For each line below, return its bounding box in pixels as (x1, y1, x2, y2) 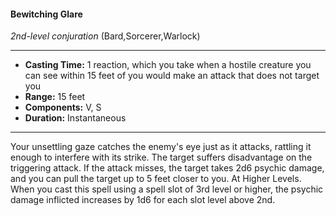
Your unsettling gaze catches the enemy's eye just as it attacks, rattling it (10, 141, 312, 153)
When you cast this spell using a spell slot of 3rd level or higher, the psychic (10, 183, 324, 195)
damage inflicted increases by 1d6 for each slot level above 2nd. (10, 194, 276, 206)
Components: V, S (24, 101, 102, 114)
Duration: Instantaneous (24, 112, 127, 124)
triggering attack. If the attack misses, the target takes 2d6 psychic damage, (10, 162, 325, 174)
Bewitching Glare (10, 8, 83, 20)
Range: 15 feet (24, 91, 86, 103)
